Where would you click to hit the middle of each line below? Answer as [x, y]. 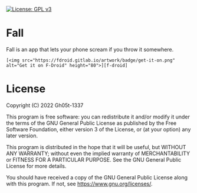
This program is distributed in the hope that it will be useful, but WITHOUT [96, 147]
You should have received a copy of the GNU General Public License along [97, 177]
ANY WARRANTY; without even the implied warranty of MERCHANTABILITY [98, 153]
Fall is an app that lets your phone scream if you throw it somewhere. [90, 49]
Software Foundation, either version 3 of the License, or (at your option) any [98, 129]
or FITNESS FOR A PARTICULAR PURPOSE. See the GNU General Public [94, 159]
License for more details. [36, 166]
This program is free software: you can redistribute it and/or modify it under [98, 117]
